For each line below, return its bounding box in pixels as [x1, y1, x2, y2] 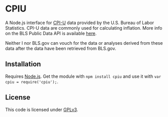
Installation [5, 60, 41, 68]
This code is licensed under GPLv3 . [5, 106, 79, 112]
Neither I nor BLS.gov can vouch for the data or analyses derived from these [5, 40, 163, 46]
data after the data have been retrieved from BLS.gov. [5, 45, 116, 51]
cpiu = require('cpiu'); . [5, 78, 59, 84]
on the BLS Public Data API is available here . [5, 30, 97, 36]
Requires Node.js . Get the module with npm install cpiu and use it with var [5, 73, 161, 79]
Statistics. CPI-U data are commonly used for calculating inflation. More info [5, 25, 162, 31]
